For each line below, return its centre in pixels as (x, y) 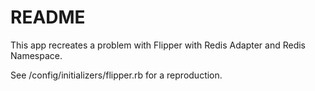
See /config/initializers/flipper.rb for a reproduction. (116, 75)
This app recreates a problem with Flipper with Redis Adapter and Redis (158, 45)
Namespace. (36, 55)
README (48, 17)
